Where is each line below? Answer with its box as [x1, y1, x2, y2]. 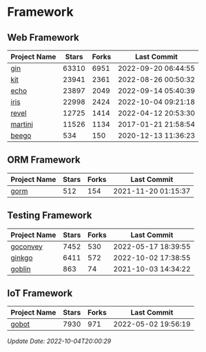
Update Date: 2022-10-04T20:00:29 [7, 337, 112, 345]
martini [10, 120, 33, 129]
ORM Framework [7, 154, 81, 166]
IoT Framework [7, 287, 73, 300]
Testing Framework [7, 209, 92, 221]
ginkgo [10, 253, 33, 262]
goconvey [10, 242, 43, 251]
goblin [10, 264, 31, 273]
